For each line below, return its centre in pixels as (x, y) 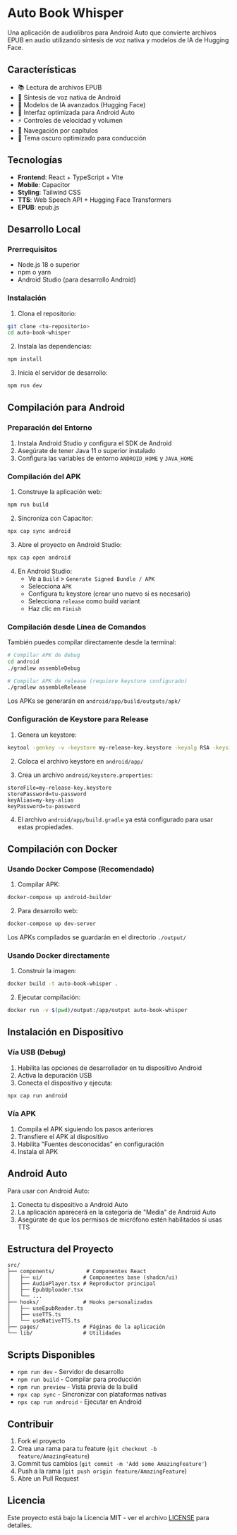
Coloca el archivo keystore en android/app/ (80, 761)
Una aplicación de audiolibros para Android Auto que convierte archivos (112, 32)
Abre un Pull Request (48, 1479)
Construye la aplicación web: (60, 492)
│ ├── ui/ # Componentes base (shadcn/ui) (93, 1278)
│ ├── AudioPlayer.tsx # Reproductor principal (82, 1284)
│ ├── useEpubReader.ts (45, 1308)
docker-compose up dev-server (52, 924)
